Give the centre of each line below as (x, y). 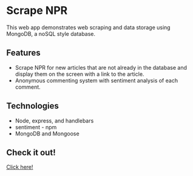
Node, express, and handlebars (54, 120)
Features (23, 53)
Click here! (20, 167)
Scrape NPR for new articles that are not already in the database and (101, 67)
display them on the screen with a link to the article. (80, 74)
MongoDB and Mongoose (47, 134)
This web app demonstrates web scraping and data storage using (89, 27)
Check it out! (31, 152)
